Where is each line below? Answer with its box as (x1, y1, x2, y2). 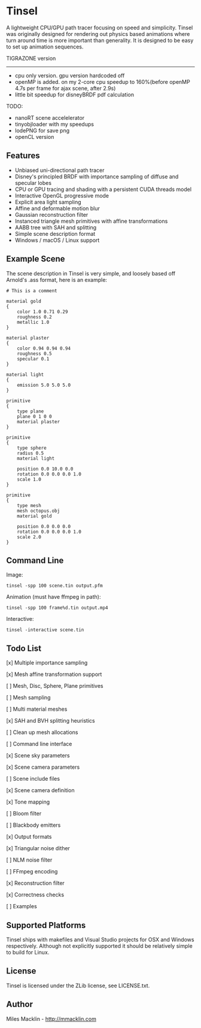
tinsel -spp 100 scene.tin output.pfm (6, 583, 103, 589)
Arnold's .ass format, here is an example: (6, 276, 108, 283)
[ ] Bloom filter (6, 810, 42, 817)
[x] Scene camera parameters (6, 763, 80, 771)
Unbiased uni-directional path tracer (14, 166, 105, 174)
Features (6, 151, 40, 161)
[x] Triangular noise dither (6, 845, 71, 852)
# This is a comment (6, 287, 58, 294)
